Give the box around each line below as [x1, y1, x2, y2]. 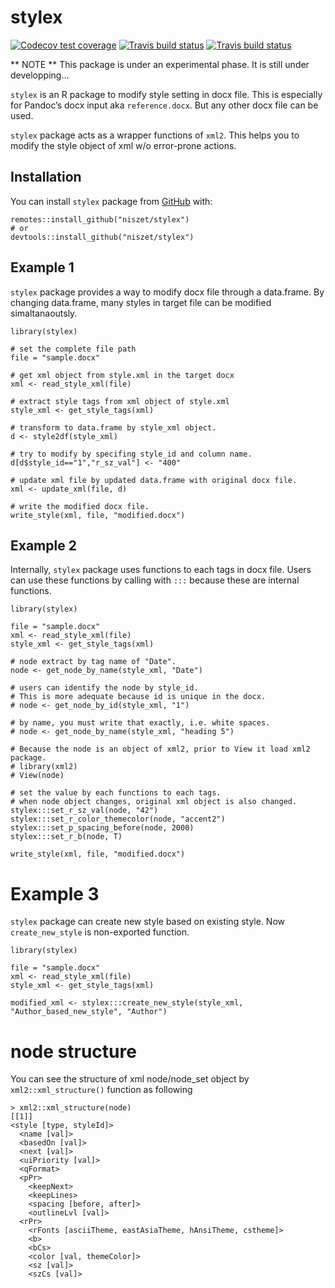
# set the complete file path [10, 344, 137, 354]
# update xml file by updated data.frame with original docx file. [10, 475, 298, 485]
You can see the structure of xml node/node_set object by [10, 1073, 250, 1085]
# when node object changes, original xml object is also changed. [10, 797, 298, 807]
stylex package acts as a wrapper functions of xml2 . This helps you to [10, 129, 300, 141]
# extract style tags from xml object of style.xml [10, 396, 230, 406]
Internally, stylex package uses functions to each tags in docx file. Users [10, 564, 312, 576]
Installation [10, 169, 82, 186]
